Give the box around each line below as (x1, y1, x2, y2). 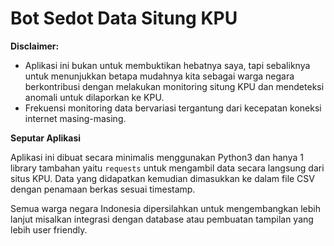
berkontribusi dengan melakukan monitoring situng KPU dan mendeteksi (24, 80, 325, 92)
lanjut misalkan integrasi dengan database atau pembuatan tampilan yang (10, 213, 314, 225)
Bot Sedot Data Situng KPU (10, 7, 238, 30)
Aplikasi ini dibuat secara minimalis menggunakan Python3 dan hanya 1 (10, 151, 304, 163)
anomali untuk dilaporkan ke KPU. (24, 91, 165, 103)
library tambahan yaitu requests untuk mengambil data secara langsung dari (10, 162, 325, 174)
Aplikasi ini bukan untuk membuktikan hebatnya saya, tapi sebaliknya (24, 59, 311, 71)
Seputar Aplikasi (10, 132, 82, 144)
